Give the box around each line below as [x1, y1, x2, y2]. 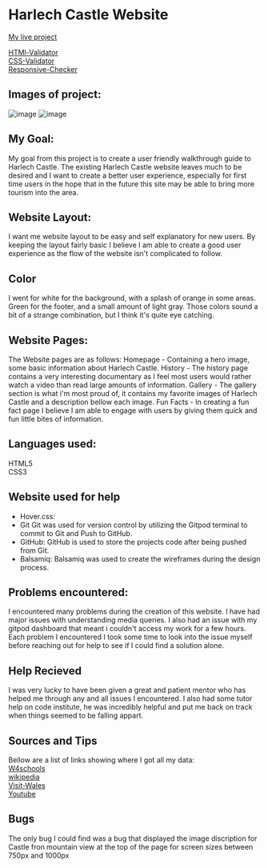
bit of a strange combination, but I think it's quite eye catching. [8, 310, 214, 320]
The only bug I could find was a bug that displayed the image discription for [8, 834, 258, 843]
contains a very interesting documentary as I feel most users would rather [8, 372, 252, 381]
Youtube [8, 790, 36, 799]
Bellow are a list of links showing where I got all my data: [8, 755, 194, 765]
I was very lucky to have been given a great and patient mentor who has [8, 686, 246, 695]
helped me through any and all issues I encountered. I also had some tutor [8, 694, 253, 703]
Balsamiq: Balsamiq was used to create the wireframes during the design [19, 554, 261, 563]
